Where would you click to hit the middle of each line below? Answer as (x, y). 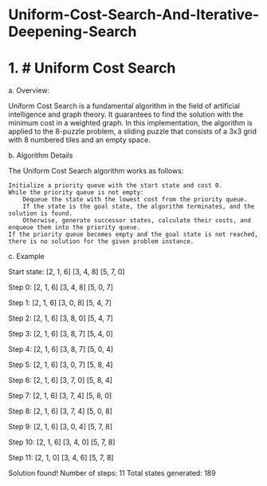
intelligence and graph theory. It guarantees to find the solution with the (126, 114)
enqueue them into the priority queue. (75, 228)
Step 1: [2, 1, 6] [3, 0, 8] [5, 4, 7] (60, 303)
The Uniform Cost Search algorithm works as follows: (96, 171)
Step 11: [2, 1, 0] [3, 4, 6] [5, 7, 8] (61, 458)
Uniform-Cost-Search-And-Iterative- (134, 15)
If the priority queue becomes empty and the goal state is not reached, (133, 235)
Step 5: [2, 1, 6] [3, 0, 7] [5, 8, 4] (61, 364)
